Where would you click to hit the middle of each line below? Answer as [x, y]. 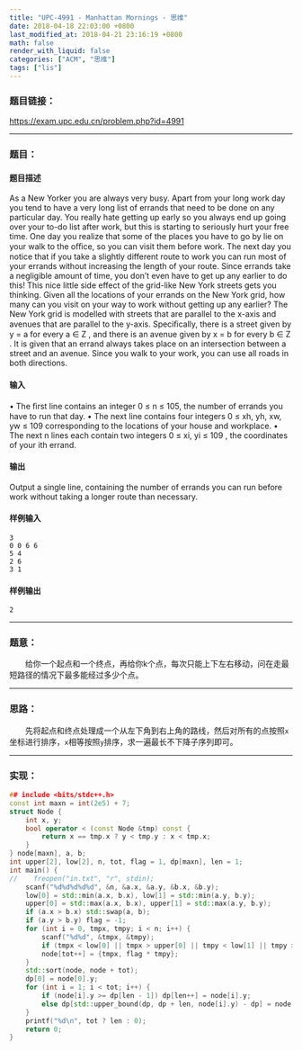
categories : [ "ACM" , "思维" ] [62, 59]
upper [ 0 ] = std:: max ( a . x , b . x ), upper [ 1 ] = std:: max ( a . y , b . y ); [148, 904]
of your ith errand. [43, 444]
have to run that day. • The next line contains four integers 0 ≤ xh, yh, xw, [146, 416]
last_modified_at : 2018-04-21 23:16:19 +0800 [96, 34]
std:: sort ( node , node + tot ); [82, 971]
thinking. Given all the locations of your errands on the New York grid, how [147, 295]
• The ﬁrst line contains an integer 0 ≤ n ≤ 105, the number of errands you [146, 406]
